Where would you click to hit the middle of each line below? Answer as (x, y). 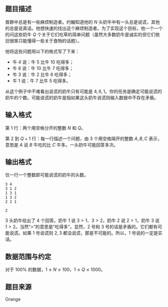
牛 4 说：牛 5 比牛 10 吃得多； (43, 62)
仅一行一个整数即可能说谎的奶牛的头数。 (47, 175)
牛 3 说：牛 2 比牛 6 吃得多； (42, 74)
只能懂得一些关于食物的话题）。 (50, 40)
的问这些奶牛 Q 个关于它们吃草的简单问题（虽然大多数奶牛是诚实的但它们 (80, 34)
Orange (13, 299)
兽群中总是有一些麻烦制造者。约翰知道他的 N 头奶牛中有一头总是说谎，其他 (82, 22)
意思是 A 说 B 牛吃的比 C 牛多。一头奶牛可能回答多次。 (62, 144)
